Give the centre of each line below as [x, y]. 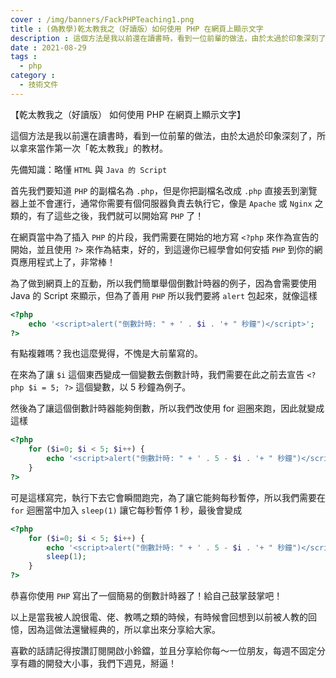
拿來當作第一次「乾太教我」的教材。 [93, 148]
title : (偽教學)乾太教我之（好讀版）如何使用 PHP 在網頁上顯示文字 [137, 29]
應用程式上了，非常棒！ [67, 262]
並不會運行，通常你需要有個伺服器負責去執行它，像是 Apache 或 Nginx [170, 203]
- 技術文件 [39, 85]
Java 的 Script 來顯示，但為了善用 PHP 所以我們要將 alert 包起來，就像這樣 [164, 295]
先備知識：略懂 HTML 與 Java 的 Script [89, 169]
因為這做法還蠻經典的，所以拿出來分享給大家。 [124, 629]
